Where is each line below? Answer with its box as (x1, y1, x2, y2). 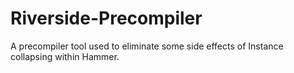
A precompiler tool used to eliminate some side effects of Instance (10, 40, 284, 52)
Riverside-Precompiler (10, 7, 203, 30)
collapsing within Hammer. (10, 50, 120, 62)
